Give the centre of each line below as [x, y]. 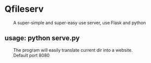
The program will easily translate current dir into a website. [73, 50]
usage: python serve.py [42, 38]
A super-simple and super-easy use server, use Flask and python [80, 23]
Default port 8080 [32, 55]
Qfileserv [24, 9]
